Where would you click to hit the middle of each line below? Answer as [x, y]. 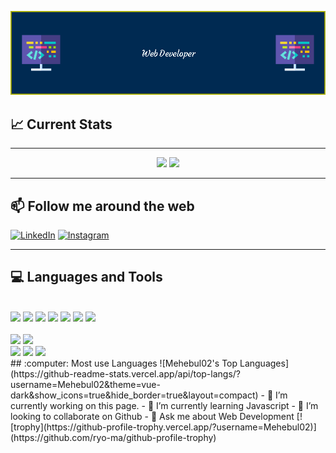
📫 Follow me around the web [102, 206]
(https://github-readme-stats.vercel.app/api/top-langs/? [126, 373]
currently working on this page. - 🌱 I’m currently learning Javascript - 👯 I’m [164, 405]
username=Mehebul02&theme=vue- [85, 384]
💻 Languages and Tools [86, 277]
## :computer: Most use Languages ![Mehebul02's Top [124, 363]
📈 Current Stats [61, 124]
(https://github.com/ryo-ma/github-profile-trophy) [113, 437]
